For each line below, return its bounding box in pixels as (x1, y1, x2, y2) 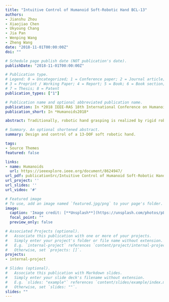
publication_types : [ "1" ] (5, 91, 59, 96)
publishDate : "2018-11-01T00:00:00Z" (5, 63, 84, 68)
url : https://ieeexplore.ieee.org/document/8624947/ (10, 169, 123, 174)
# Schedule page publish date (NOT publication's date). (5, 58, 127, 63)
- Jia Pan (5, 31, 26, 36)
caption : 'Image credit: (10, 210, 62, 216)
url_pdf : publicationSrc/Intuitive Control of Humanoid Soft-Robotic (5, 174, 154, 179)
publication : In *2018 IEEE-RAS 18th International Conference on (5, 104, 147, 109)
